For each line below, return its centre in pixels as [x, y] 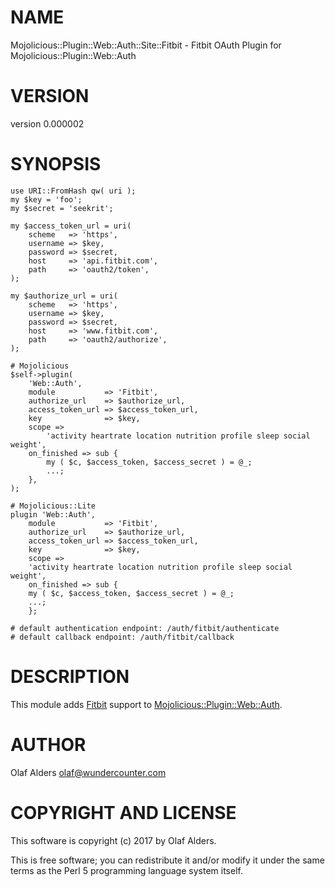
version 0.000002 [47, 123]
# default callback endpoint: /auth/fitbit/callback [122, 637]
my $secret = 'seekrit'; [62, 208]
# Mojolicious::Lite [53, 506]
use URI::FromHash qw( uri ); [73, 191]
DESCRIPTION [70, 677]
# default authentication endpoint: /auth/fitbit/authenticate [145, 628]
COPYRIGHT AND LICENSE [123, 812]
